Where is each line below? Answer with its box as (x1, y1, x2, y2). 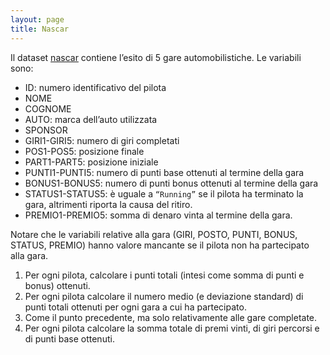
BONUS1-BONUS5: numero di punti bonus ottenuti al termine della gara (24, 177, 319, 189)
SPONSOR (24, 124, 68, 136)
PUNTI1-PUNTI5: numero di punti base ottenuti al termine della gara (24, 166, 305, 178)
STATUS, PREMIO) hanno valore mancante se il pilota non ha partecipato (10, 239, 310, 251)
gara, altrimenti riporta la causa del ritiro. (24, 198, 193, 210)
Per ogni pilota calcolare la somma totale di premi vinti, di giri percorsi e (24, 322, 320, 334)
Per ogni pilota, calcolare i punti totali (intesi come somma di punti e (24, 269, 305, 281)
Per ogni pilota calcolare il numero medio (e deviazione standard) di (24, 290, 304, 302)
